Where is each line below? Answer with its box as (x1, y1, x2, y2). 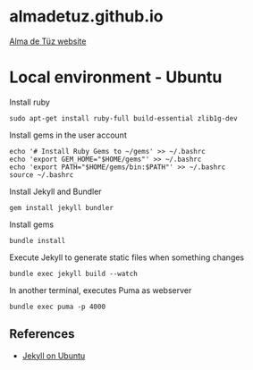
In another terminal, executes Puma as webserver (9, 284, 192, 296)
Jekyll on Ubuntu (21, 350, 86, 361)
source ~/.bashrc (9, 170, 74, 180)
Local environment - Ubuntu (9, 67, 223, 88)
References (9, 326, 75, 341)
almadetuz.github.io (9, 6, 164, 27)
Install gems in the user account (9, 130, 127, 140)
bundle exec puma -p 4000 (9, 302, 105, 311)
